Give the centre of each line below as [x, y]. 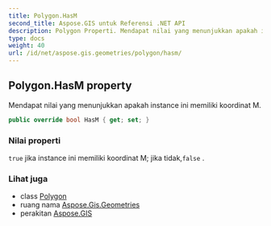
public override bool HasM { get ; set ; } [79, 120]
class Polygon [43, 196]
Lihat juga [28, 179]
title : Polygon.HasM [43, 16]
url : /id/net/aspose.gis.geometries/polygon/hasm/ [95, 53]
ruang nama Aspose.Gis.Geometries [80, 205]
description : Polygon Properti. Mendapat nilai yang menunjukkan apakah [133, 31]
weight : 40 [27, 46]
